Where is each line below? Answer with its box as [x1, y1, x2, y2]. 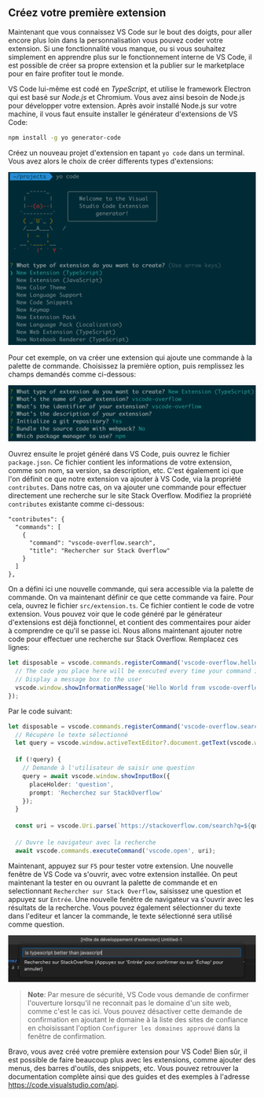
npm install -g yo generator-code [8, 134, 122, 141]
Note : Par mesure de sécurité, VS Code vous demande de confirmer [27, 989, 249, 999]
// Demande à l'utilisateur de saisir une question [22, 764, 195, 772]
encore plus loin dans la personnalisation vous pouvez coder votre [8, 35, 224, 45]
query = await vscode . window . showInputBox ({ [22, 772, 170, 780]
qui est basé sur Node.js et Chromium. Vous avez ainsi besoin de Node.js [8, 92, 245, 101]
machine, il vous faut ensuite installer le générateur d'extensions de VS [8, 109, 238, 119]
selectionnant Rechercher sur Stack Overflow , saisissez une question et [8, 886, 242, 895]
